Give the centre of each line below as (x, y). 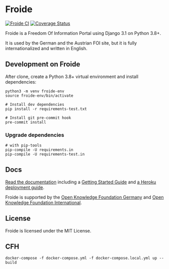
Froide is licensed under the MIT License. (48, 230)
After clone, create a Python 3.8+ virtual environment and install (72, 76)
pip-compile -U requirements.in (39, 150)
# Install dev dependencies (35, 104)
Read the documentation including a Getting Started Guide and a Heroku (81, 182)
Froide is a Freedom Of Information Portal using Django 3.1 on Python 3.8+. (83, 33)
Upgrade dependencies (35, 135)
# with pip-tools (24, 145)
